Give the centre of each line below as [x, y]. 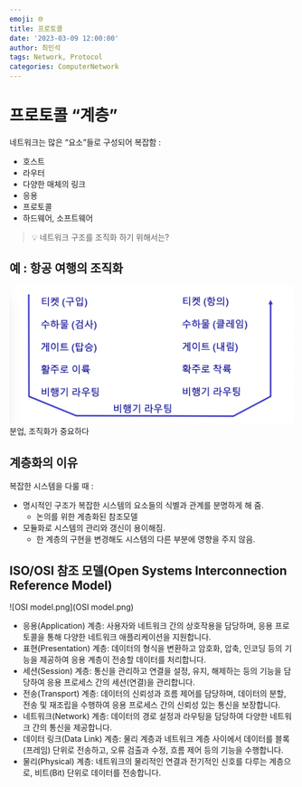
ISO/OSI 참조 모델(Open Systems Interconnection [148, 570]
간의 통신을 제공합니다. [72, 727]
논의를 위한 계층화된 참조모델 [87, 517]
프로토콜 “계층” [64, 115]
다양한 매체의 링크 [54, 184]
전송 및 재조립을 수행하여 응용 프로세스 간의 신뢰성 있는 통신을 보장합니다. [151, 705]
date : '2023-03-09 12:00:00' [64, 38]
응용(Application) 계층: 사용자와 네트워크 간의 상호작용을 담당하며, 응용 [147, 626]
